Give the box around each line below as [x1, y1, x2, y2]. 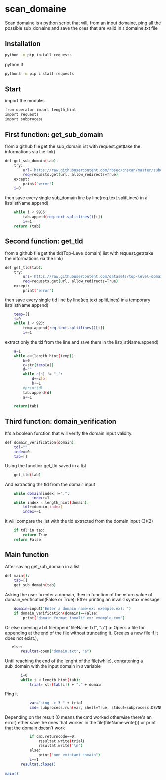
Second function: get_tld [5, 237, 83, 245]
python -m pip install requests [5, 52, 72, 57]
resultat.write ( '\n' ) [38, 743, 83, 748]
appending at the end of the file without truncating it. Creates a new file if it [5, 630, 158, 636]
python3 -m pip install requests [5, 71, 74, 76]
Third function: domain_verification [5, 417, 117, 426]
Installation [5, 40, 41, 48]
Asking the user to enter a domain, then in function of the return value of [5, 591, 153, 597]
